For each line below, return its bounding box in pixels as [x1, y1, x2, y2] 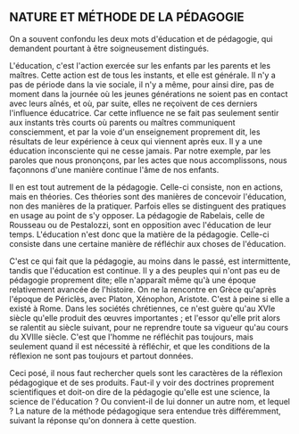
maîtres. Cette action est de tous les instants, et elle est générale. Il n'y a [9, 70, 277, 80]
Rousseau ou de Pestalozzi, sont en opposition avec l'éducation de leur [9, 219, 272, 230]
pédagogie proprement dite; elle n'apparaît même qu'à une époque [9, 274, 256, 285]
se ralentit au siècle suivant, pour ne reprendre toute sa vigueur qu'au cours [9, 322, 288, 332]
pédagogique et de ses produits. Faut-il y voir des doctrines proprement [9, 377, 275, 388]
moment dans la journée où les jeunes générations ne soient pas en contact [9, 88, 288, 99]
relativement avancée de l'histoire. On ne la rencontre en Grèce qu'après [9, 283, 277, 295]
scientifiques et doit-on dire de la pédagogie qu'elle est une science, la [9, 386, 270, 397]
